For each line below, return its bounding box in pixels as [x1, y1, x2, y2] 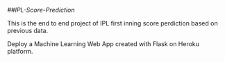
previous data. [7, 27, 49, 34]
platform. [7, 48, 33, 55]
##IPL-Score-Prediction [7, 6, 75, 14]
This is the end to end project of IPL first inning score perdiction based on [7, 19, 218, 27]
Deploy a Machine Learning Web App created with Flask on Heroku [7, 40, 200, 48]
